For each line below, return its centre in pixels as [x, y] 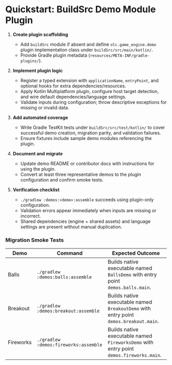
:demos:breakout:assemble [68, 311]
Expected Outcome [136, 253]
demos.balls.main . [130, 287]
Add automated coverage [40, 117]
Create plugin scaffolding [40, 34]
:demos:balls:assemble [64, 277]
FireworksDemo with [131, 343]
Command [70, 253]
